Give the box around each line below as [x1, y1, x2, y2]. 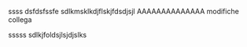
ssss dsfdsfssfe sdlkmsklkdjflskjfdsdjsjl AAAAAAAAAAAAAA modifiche [8, 7, 240, 16]
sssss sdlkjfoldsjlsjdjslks [8, 31, 87, 39]
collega [8, 15, 32, 24]
